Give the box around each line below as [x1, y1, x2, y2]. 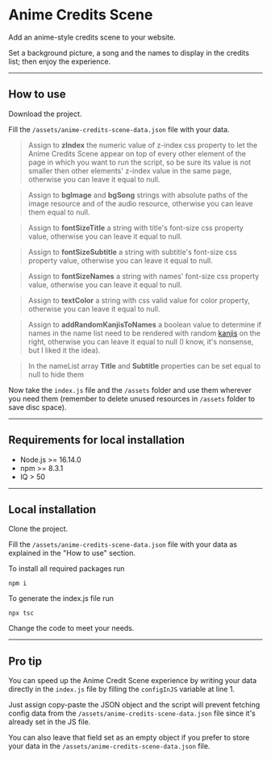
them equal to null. [27, 207, 90, 217]
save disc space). [8, 402, 67, 412]
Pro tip [8, 654, 43, 668]
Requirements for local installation [8, 433, 186, 447]
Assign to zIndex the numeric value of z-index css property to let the [27, 140, 258, 150]
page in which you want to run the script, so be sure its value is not [27, 157, 252, 167]
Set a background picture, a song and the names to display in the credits [8, 48, 250, 57]
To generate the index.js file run [8, 594, 115, 603]
